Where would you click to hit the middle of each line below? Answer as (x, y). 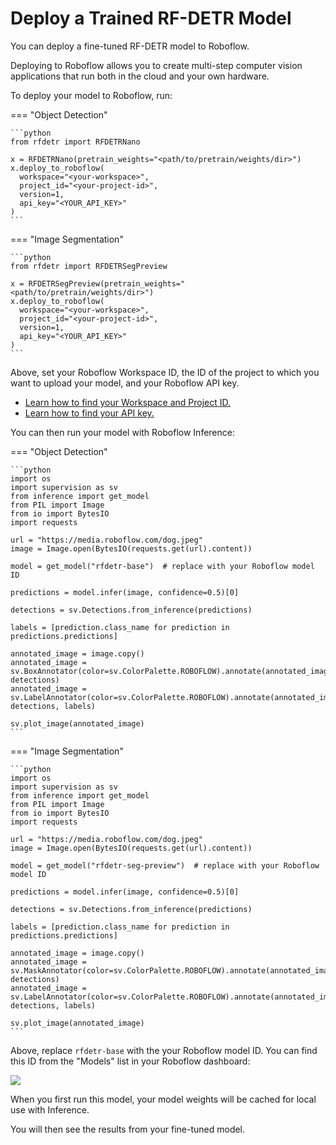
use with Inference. (50, 1109)
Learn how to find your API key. (89, 413)
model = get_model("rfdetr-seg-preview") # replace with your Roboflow (165, 865)
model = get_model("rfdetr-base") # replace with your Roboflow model (162, 566)
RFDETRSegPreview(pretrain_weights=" (107, 283)
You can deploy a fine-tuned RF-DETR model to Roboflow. (130, 46)
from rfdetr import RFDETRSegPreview (89, 266)
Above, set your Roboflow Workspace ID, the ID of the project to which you (165, 372)
